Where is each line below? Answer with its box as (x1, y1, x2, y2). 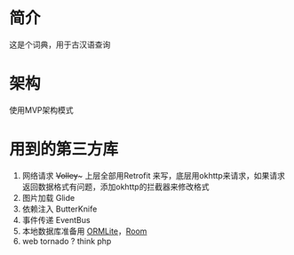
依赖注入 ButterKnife (21, 203, 98, 214)
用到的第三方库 (9, 139, 119, 160)
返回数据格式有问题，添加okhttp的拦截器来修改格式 (21, 181, 210, 192)
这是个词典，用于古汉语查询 (9, 39, 111, 50)
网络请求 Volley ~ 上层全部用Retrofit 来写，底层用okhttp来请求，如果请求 (21, 170, 286, 180)
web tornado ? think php (21, 235, 112, 246)
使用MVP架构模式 (9, 104, 74, 116)
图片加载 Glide (21, 192, 75, 203)
